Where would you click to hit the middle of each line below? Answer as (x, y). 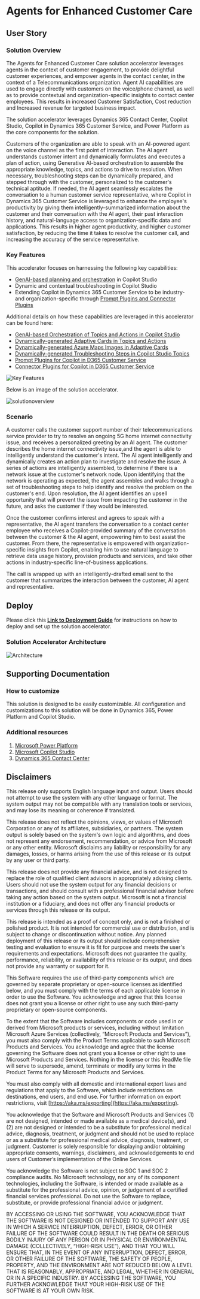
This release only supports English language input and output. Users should (99, 791)
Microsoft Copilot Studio (45, 752)
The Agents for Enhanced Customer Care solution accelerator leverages (95, 63)
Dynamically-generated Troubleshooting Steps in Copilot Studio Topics (102, 354)
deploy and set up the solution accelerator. (59, 626)
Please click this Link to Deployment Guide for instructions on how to (92, 620)
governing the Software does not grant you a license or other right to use (96, 1053)
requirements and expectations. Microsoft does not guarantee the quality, (97, 954)
